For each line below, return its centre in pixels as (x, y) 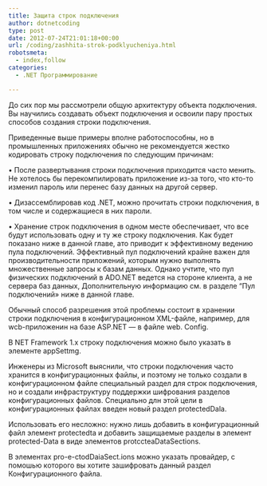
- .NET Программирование (57, 75)
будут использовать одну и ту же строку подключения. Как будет (121, 235)
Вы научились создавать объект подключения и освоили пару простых (131, 114)
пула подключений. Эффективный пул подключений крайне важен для (129, 252)
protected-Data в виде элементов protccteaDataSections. (104, 441)
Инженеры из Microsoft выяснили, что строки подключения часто (121, 366)
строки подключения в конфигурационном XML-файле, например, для (129, 318)
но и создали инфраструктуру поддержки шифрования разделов (119, 392)
